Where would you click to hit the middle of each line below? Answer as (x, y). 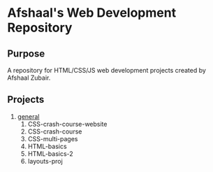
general (28, 116)
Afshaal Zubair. (29, 78)
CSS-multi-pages (53, 138)
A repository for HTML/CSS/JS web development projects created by (106, 70)
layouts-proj (45, 161)
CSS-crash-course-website (67, 124)
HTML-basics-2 (50, 153)
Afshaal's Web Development (92, 13)
